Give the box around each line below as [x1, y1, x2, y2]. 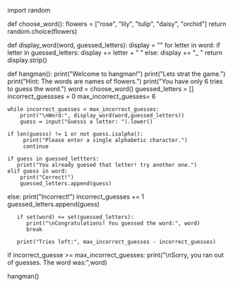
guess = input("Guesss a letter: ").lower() [20, 118, 153, 125]
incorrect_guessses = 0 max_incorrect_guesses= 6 [7, 92, 156, 100]
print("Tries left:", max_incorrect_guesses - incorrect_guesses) [16, 238, 217, 245]
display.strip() [7, 56, 47, 64]
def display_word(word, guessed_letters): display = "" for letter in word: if [7, 41, 220, 49]
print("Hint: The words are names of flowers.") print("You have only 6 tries [7, 77, 224, 86]
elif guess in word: [7, 168, 68, 175]
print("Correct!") [20, 174, 74, 181]
